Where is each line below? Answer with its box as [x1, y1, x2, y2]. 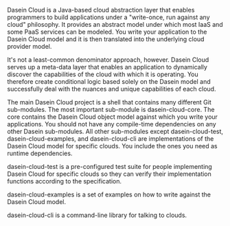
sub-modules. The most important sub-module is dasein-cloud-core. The [7, 106, 215, 113]
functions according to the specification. [7, 177, 122, 185]
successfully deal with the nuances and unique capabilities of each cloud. [7, 85, 216, 93]
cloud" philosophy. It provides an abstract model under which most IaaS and [7, 21, 223, 28]
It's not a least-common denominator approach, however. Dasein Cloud [7, 56, 209, 64]
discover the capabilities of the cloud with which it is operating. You [7, 70, 198, 78]
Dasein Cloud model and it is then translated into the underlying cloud [7, 35, 205, 43]
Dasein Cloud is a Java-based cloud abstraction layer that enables [7, 6, 195, 14]
